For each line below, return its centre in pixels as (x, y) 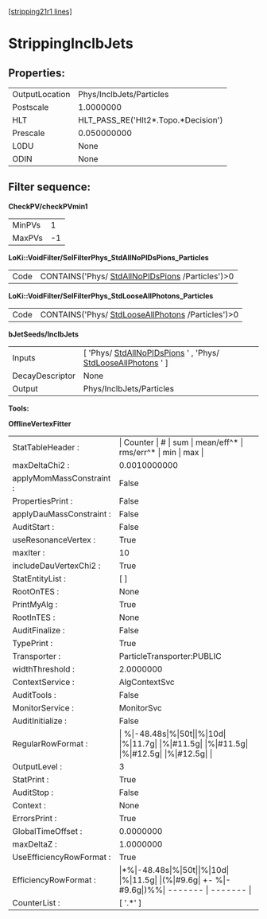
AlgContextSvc (147, 682)
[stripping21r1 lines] (41, 12)
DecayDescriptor (44, 376)
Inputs (24, 357)
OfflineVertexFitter (40, 423)
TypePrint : (33, 643)
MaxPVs (28, 238)
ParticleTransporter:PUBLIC (170, 656)
